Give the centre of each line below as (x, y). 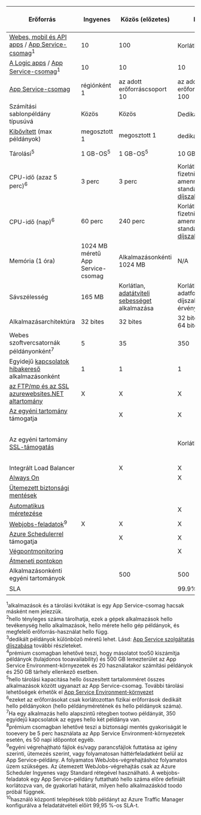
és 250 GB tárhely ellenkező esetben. (52, 672)
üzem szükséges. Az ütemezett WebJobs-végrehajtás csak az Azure (91, 766)
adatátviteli (134, 293)
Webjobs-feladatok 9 (38, 524)
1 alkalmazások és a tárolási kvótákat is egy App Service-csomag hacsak (95, 604)
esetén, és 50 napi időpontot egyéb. (51, 739)
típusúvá (22, 121)
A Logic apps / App (36, 63)
